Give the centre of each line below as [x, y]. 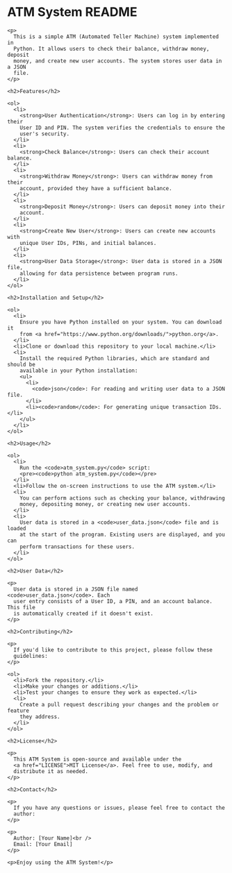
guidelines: [31, 656]
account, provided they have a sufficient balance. [96, 188]
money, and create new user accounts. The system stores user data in [118, 61]
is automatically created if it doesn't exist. [84, 613]
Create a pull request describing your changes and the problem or [119, 704]
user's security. [45, 134]
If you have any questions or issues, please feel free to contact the [119, 808]
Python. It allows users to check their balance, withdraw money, [111, 49]
